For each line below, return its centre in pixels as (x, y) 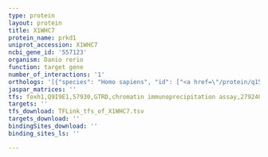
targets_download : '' (44, 119)
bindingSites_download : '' (53, 126)
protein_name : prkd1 (43, 38)
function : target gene (46, 67)
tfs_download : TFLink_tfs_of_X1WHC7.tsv (77, 112)
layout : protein (35, 23)
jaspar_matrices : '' (43, 89)
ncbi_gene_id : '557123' (48, 52)
